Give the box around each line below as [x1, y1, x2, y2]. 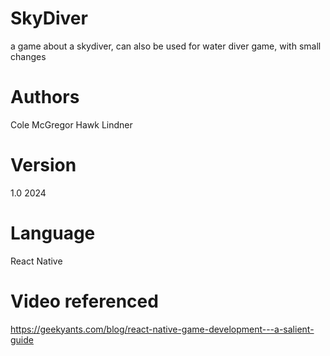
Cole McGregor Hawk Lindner [10, 118, 133, 131]
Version [10, 154, 77, 177]
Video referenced [10, 290, 159, 312]
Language [10, 222, 96, 244]
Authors [10, 86, 80, 109]
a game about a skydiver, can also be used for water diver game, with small [10, 40, 322, 52]
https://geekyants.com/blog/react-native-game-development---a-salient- [10, 323, 315, 335]
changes [10, 50, 47, 62]
